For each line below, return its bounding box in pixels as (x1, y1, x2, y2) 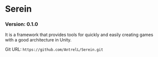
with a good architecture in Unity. (5, 37, 72, 43)
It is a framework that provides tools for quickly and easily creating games (5, 32, 154, 38)
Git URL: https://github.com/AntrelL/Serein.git (5, 46, 104, 52)
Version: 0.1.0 (5, 21, 38, 28)
